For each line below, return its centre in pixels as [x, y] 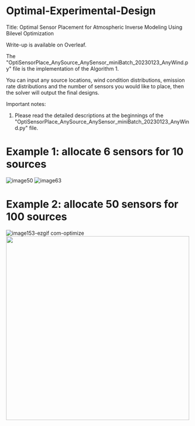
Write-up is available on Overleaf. [46, 45]
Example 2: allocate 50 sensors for [92, 204]
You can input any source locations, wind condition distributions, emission [96, 80]
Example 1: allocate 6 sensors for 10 [95, 152]
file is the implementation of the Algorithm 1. [66, 68]
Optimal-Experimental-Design [81, 11]
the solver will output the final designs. [53, 92]
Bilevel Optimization [30, 33]
